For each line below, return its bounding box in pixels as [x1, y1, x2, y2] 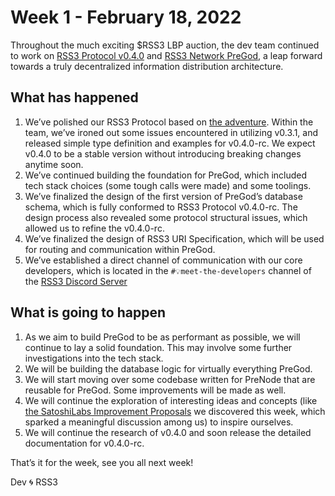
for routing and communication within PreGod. [24, 243, 216, 255]
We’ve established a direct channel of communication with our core [24, 254, 303, 266]
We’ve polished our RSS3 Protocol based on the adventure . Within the [24, 116, 314, 128]
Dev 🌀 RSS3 [10, 476, 58, 488]
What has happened [10, 89, 139, 106]
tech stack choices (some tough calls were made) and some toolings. [24, 179, 312, 191]
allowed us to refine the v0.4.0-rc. [24, 222, 165, 234]
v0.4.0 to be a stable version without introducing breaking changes [24, 147, 302, 160]
